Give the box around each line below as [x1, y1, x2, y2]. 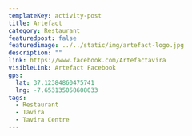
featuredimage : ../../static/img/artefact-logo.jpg [8, 42, 184, 50]
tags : [8, 94, 26, 102]
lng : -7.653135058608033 [15, 86, 98, 94]
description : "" [8, 49, 62, 57]
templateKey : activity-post [8, 11, 102, 20]
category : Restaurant [8, 26, 81, 34]
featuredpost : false [8, 34, 78, 42]
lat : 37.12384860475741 [15, 78, 94, 86]
